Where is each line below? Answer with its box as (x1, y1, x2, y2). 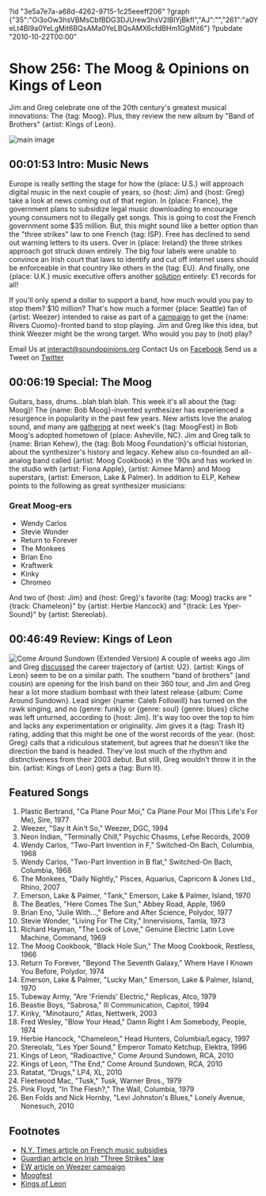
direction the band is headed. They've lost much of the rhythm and (9, 746, 227, 756)
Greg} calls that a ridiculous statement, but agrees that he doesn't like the (9, 737, 249, 747)
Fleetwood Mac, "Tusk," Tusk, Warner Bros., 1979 (20, 1076, 182, 1086)
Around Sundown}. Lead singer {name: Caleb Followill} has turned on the (9, 695, 248, 705)
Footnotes (9, 1124, 60, 1137)
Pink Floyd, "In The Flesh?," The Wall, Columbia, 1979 (20, 1084, 195, 1094)
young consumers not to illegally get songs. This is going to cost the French (9, 212, 256, 222)
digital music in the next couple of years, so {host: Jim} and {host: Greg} (9, 187, 245, 196)
